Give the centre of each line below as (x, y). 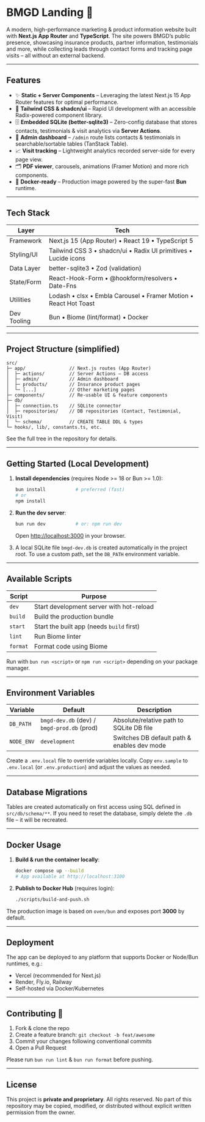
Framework (26, 240)
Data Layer (25, 268)
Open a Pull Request (41, 1048)
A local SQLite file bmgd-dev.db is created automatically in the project (101, 548)
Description (154, 710)
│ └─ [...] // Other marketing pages (71, 390)
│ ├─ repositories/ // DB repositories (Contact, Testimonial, (94, 411)
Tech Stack (28, 213)
